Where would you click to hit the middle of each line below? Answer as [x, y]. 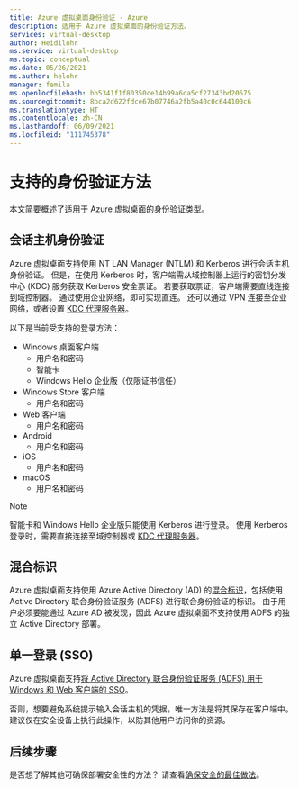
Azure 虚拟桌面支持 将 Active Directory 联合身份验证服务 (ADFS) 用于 [136, 679]
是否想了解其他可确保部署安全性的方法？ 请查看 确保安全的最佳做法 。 [136, 774]
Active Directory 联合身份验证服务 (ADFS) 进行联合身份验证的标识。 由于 [144, 602]
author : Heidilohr [44, 43]
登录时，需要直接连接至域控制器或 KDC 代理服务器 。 [107, 536]
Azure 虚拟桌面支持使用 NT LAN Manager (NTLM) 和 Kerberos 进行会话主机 [149, 263]
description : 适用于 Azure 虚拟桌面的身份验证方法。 [100, 26]
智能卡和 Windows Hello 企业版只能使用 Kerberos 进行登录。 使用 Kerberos [149, 524]
